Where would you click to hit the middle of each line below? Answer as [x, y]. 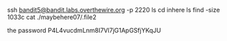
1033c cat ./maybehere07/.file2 [52, 17]
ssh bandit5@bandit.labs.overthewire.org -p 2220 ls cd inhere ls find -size [113, 10]
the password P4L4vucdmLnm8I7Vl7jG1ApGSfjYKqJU [84, 30]
